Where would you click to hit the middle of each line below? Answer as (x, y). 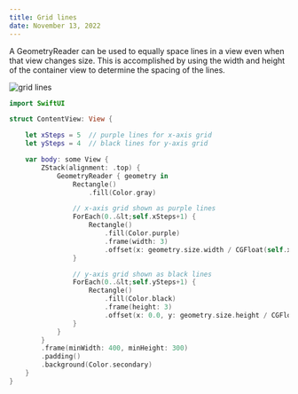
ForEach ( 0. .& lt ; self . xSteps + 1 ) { (134, 217)
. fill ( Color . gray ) (122, 193)
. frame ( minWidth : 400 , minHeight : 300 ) (115, 348)
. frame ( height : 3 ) (138, 307)
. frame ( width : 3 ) (136, 241)
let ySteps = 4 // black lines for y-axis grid (117, 144)
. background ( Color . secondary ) (97, 365)
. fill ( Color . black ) (140, 299)
